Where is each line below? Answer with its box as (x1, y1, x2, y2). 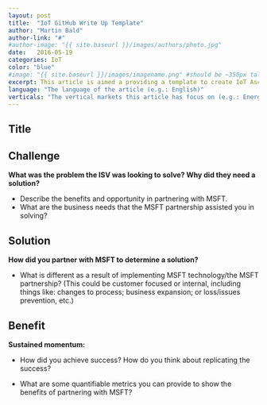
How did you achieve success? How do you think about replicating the (19, 355, 250, 365)
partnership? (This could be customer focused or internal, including (19, 279, 241, 288)
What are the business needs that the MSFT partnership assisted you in (19, 202, 254, 212)
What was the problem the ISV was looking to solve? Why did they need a (8, 170, 256, 179)
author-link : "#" (8, 33, 66, 42)
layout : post (8, 11, 52, 20)
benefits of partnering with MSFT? (19, 388, 133, 397)
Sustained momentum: (8, 340, 86, 349)
